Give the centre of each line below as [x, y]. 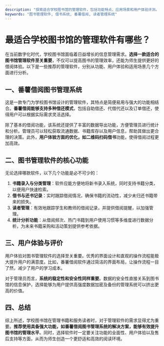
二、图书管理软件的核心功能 [47, 160]
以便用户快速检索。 [31, 189]
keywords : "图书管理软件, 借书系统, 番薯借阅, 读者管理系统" [61, 14]
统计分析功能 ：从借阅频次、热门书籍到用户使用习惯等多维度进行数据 [81, 220]
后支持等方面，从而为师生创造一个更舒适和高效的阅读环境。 [65, 339]
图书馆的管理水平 [22, 332]
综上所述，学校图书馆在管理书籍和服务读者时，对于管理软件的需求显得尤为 [80, 320]
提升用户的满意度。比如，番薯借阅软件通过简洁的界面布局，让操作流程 [80, 262]
